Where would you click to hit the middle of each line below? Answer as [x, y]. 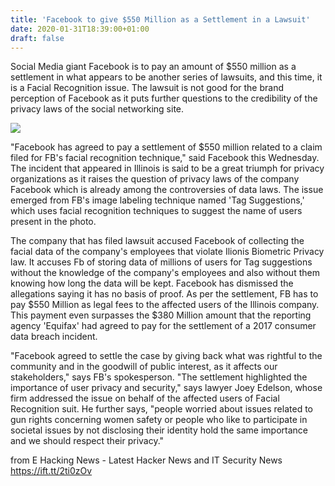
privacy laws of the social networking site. [97, 109]
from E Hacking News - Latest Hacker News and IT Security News [146, 460]
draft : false [37, 38]
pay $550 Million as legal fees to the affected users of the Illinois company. [165, 305]
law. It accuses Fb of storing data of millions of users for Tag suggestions [161, 262]
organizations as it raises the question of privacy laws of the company [155, 179]
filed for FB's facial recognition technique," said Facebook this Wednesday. [165, 158]
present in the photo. [53, 222]
